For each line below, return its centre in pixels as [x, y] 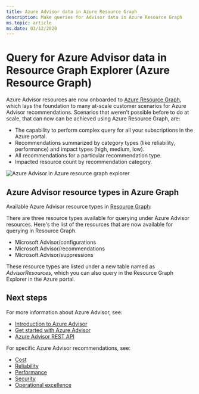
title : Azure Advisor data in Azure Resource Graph [71, 12]
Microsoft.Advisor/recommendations [60, 249]
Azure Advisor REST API [44, 336]
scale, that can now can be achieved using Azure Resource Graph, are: [93, 119]
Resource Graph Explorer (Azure [88, 71]
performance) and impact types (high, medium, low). [80, 149]
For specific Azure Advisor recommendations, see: [69, 348]
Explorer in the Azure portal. [41, 279]
